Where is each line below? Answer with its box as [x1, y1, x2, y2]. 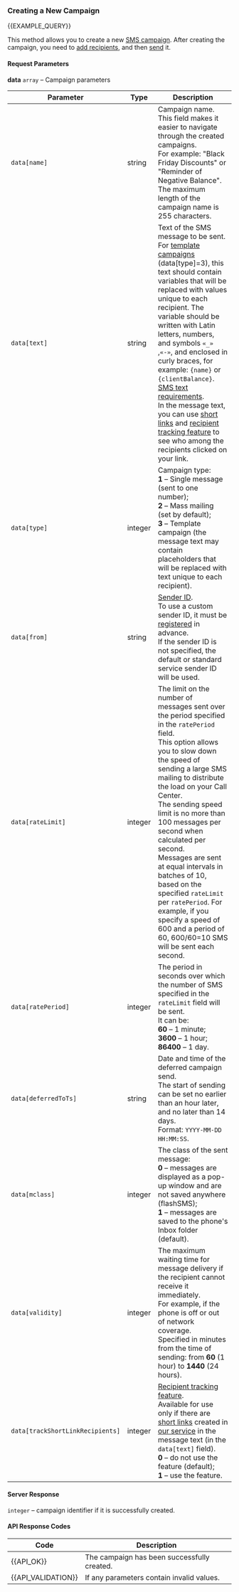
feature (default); [157, 1461, 215, 1471]
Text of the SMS [157, 223, 212, 233]
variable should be [157, 311, 220, 321]
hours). [157, 1369, 182, 1379]
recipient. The [157, 302, 204, 312]
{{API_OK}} [11, 1556, 48, 1566]
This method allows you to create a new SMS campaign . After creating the [7, 36, 225, 44]
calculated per [157, 835, 206, 845]
